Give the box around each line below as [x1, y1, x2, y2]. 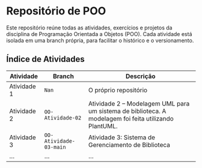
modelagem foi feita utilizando [88, 114, 174, 122]
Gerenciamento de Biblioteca [88, 140, 170, 149]
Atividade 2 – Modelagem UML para [88, 99, 190, 107]
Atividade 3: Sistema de [88, 133, 155, 142]
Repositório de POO [6, 4, 106, 18]
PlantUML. [88, 122, 118, 130]
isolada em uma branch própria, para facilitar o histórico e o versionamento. [6, 37, 194, 44]
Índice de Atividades [6, 54, 85, 64]
